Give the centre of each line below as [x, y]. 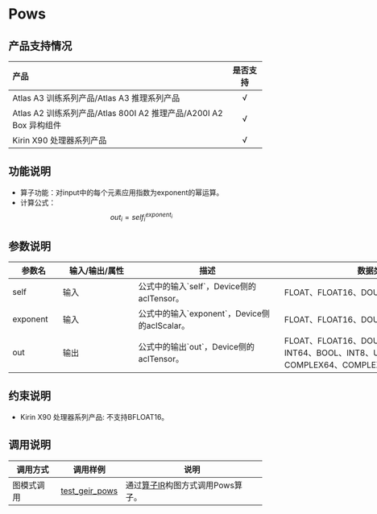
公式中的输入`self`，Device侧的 [197, 287]
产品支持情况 [40, 46]
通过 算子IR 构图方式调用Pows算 [184, 485]
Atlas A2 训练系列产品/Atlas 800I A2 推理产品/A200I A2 [118, 113]
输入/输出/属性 [97, 271]
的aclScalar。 [164, 325]
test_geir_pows [89, 491]
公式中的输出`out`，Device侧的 [197, 347]
